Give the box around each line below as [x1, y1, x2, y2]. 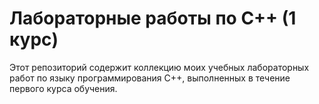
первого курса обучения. [9, 82, 118, 94]
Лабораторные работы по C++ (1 [9, 7, 297, 30]
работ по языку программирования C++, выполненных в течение [9, 72, 291, 84]
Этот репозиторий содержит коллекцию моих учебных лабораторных [9, 61, 310, 73]
